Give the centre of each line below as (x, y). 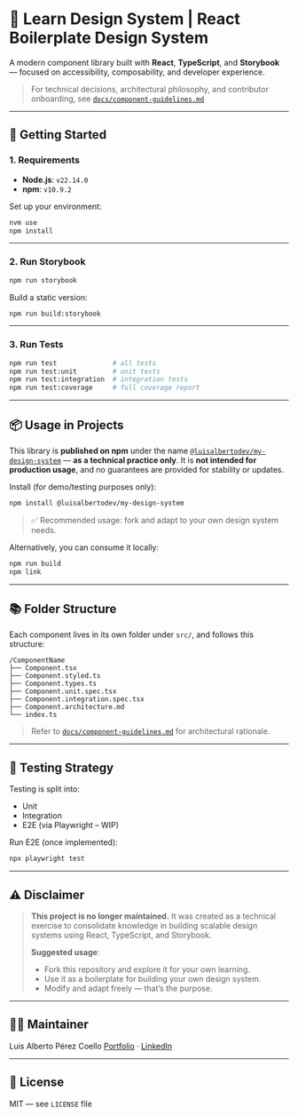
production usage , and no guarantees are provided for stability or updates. (147, 470)
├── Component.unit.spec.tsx (63, 692)
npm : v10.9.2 (47, 189)
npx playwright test (47, 859)
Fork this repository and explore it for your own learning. (147, 969)
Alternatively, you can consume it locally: (84, 547)
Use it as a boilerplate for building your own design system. (153, 978)
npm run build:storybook (55, 314)
